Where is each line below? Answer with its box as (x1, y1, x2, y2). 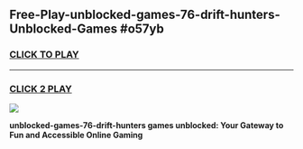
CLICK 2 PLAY (9, 82, 72, 95)
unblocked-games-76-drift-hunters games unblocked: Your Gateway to (9, 119, 284, 130)
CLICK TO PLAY (9, 49, 79, 61)
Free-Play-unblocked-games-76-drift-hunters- (9, 7, 281, 23)
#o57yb (120, 22, 164, 37)
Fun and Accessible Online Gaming (9, 129, 143, 140)
